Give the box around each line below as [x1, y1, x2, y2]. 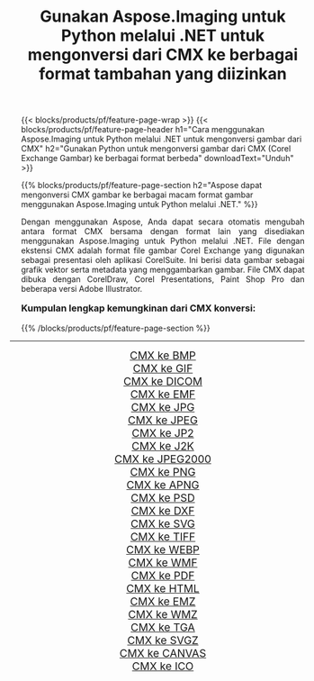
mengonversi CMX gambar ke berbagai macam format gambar [21, 189, 254, 200]
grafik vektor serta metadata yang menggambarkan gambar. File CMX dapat [21, 264, 305, 276]
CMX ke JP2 [131, 426, 194, 440]
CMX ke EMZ [130, 595, 196, 609]
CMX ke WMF [128, 556, 198, 569]
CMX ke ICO [131, 659, 194, 673]
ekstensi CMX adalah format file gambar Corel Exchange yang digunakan [21, 245, 305, 256]
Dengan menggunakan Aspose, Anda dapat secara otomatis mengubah [21, 216, 305, 227]
